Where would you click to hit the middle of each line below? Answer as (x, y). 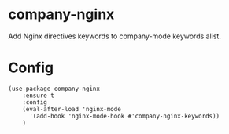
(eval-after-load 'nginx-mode (72, 109)
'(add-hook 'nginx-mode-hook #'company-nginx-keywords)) (124, 116)
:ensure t (39, 96)
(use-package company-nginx (54, 89)
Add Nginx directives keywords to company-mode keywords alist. (115, 36)
